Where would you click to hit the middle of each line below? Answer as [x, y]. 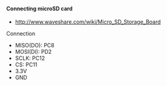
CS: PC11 [26, 65]
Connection [21, 34]
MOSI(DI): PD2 [33, 52]
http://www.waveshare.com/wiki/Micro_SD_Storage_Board [88, 22]
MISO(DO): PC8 [34, 45]
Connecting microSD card [39, 8]
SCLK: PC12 [30, 58]
